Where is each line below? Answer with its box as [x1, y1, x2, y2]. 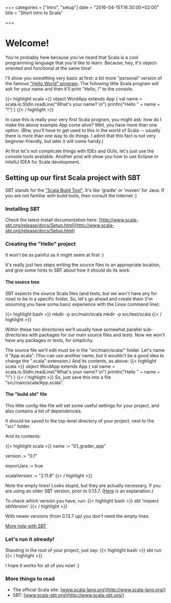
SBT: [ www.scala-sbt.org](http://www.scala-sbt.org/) [12, 592, 125, 598]
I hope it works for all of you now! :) [5, 563, 80, 569]
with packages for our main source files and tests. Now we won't [28, 331, 165, 338]
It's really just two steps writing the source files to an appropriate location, [5, 262, 161, 268]
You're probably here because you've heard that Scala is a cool [5, 54, 138, 60]
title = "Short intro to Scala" [5, 10, 63, 16]
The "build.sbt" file [5, 391, 47, 397]
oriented [5, 65, 23, 71]
